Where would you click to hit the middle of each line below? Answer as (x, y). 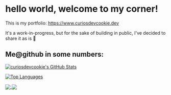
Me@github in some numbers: (54, 54)
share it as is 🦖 (21, 38)
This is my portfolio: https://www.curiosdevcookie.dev (62, 23)
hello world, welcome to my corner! (82, 9)
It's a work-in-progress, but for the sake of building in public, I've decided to (86, 33)
